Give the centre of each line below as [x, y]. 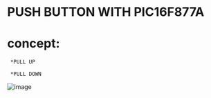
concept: [34, 44]
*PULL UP [23, 62]
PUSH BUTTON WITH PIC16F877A [106, 12]
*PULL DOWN [26, 74]
